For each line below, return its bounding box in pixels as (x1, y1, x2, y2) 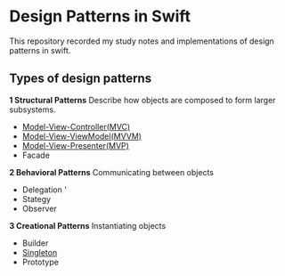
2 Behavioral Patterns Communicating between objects (9, 166, 214, 177)
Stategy (21, 193, 52, 204)
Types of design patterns (9, 71, 152, 86)
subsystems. (9, 104, 56, 115)
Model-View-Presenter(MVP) (21, 140, 129, 150)
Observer (21, 203, 58, 214)
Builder (21, 238, 49, 248)
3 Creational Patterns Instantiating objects (9, 220, 167, 231)
